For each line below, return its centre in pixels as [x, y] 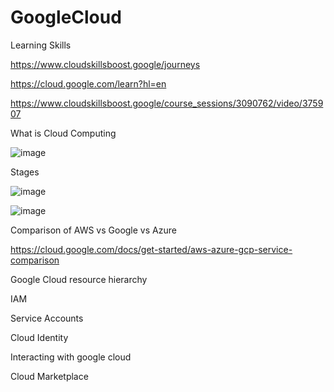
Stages [25, 172]
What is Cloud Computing [63, 133]
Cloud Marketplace [49, 376]
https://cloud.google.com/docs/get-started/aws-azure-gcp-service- [151, 249]
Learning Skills [41, 45]
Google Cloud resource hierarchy [79, 279]
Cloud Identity [39, 337]
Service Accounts [47, 318]
